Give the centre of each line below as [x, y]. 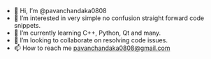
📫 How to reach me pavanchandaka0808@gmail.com [92, 48]
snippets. [27, 25]
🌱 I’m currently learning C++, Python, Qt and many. [87, 33]
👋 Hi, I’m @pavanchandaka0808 [60, 11]
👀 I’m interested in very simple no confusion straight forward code [109, 18]
